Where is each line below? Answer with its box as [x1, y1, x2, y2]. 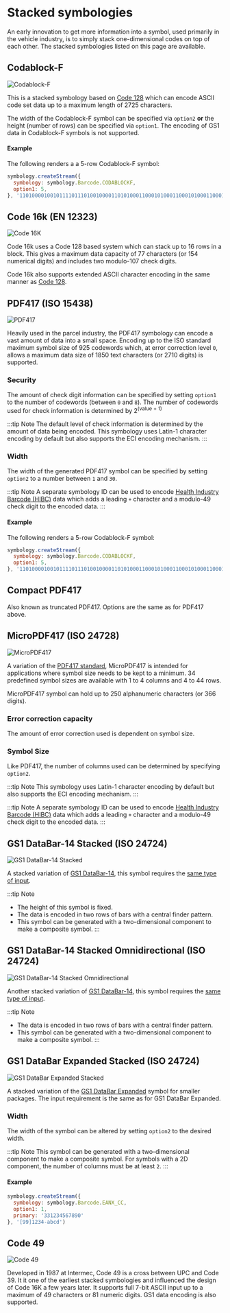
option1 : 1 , [13, 1205, 48, 1212]
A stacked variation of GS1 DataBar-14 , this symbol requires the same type [7, 869, 217, 877]
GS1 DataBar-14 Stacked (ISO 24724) [7, 838, 168, 849]
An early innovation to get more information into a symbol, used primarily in [7, 27, 220, 36]
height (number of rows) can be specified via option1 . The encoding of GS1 [7, 121, 220, 130]
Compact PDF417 [7, 584, 82, 596]
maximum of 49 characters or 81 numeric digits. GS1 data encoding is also [7, 1291, 217, 1299]
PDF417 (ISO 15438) [7, 297, 94, 309]
